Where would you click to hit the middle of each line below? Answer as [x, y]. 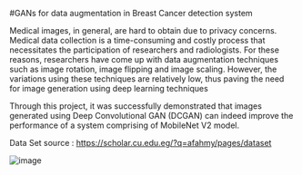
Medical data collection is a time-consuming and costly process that [137, 40]
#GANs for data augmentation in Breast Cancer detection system [131, 13]
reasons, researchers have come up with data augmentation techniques [144, 59]
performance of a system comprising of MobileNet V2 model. [124, 125]
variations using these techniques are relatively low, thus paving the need [147, 79]
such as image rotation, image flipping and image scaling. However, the [143, 69]
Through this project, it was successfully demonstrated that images [136, 106]
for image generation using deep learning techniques [109, 88]
